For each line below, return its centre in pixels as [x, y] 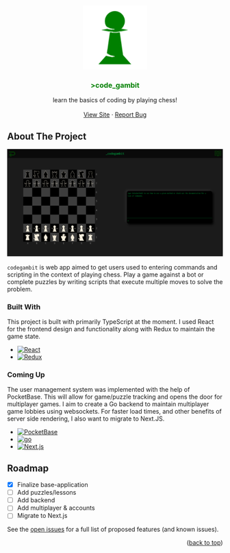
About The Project [47, 136]
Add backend [36, 500]
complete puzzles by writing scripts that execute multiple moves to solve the [115, 281]
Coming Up [26, 375]
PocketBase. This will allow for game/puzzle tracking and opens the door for [115, 397]
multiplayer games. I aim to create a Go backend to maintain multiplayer [108, 404]
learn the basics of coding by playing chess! [115, 100]
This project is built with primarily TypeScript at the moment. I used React [111, 321]
